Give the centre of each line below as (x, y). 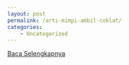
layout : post (27, 14)
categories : (25, 27)
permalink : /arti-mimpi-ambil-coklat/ (64, 20)
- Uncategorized (44, 34)
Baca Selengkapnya (37, 54)
